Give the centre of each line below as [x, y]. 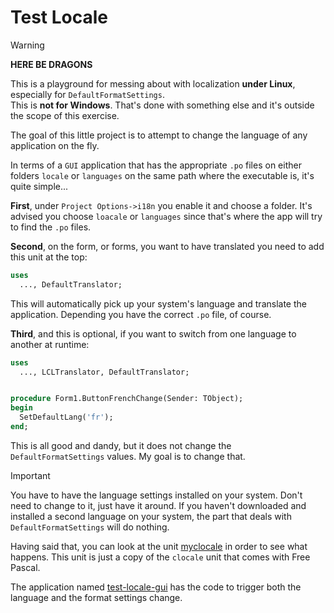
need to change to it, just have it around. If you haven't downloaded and [158, 505]
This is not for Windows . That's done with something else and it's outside [162, 105]
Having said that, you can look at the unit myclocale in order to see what [159, 546]
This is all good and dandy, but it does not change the [121, 445]
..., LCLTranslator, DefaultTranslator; [104, 372]
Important [30, 475]
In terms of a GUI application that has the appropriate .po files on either [156, 165]
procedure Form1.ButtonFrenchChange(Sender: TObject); [127, 399]
